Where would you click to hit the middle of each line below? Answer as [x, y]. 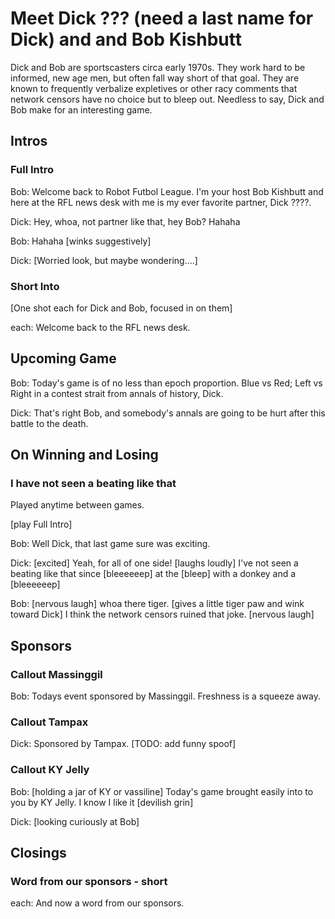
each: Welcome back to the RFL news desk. [100, 327]
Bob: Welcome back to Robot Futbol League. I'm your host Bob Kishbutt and [167, 191]
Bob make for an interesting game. [81, 109]
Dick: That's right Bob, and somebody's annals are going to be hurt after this [168, 413]
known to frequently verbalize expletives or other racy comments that [154, 88]
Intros [29, 141]
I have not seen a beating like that [93, 484]
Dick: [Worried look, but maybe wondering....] [104, 260]
